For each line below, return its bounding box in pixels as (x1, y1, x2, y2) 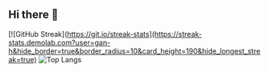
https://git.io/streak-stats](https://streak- (67, 29, 203, 38)
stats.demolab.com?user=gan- (8, 38, 111, 47)
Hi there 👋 (8, 8, 59, 22)
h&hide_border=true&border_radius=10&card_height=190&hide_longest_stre (8, 46, 261, 56)
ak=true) (8, 54, 38, 64)
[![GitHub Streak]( (8, 29, 68, 38)
